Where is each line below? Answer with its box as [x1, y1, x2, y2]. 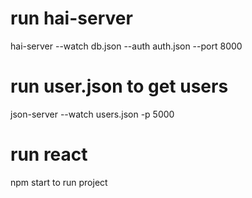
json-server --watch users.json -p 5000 [10, 108, 175, 120]
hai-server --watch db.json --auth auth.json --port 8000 [10, 40, 243, 52]
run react [10, 143, 88, 166]
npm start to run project [10, 176, 108, 188]
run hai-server [10, 7, 133, 30]
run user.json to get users [10, 75, 229, 98]
